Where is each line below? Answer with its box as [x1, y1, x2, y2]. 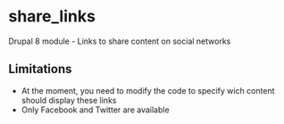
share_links [8, 6, 96, 27]
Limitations [8, 62, 72, 77]
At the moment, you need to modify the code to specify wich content [21, 85, 275, 95]
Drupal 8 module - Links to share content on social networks [8, 36, 231, 46]
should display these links [21, 95, 117, 105]
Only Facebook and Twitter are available [21, 104, 171, 115]
